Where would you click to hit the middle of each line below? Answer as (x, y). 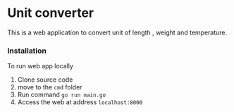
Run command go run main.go (62, 95)
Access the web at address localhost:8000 (80, 102)
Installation (27, 51)
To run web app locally (41, 66)
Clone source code (45, 80)
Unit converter (50, 13)
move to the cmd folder (50, 87)
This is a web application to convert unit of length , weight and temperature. (117, 32)
